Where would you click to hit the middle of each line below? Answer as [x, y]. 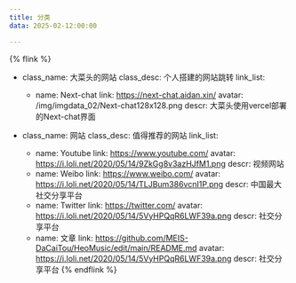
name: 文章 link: [64, 238]
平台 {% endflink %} [80, 269]
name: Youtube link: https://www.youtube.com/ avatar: [136, 153]
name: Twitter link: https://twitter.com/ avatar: [119, 205]
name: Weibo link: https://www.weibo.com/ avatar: [128, 173]
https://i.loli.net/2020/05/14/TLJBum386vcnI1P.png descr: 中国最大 [159, 184]
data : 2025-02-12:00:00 [53, 26]
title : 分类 [30, 17]
